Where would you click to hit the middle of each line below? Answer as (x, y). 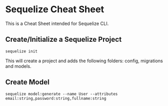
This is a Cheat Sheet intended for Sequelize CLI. (57, 23)
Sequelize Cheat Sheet (55, 9)
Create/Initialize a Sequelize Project (64, 39)
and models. (18, 66)
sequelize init (22, 51)
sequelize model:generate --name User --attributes (61, 94)
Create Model (27, 82)
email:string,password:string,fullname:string (56, 98)
